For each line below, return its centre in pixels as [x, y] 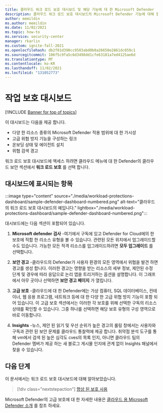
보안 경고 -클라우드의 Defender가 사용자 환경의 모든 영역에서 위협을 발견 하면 [85, 262]
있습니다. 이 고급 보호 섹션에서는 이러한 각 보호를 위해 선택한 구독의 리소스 [87, 303]
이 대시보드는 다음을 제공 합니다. [36, 122]
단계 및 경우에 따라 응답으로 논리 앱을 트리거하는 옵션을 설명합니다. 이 [77, 274]
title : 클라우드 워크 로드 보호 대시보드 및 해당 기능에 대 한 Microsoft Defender [80, 9]
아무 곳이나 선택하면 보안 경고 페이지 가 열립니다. [67, 280]
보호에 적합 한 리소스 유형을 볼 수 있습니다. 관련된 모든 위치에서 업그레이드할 [84, 240]
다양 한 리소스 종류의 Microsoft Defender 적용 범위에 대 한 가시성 [74, 132]
